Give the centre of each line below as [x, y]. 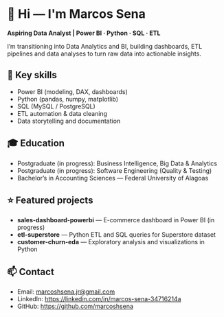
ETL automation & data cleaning [62, 113]
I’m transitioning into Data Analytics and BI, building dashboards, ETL [105, 46]
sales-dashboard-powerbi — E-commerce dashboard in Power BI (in [116, 220]
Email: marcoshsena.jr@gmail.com [66, 292]
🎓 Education [36, 143]
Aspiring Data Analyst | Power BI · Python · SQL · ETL [84, 33]
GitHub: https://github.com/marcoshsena [75, 306]
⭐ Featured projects [50, 200]
